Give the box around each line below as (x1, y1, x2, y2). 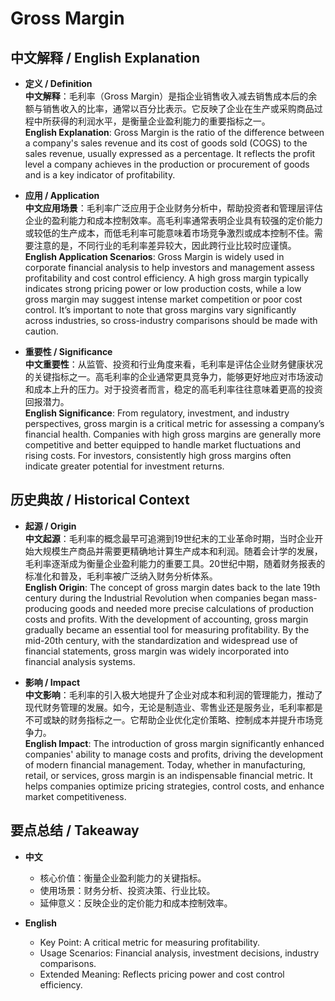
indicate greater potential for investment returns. (24, 460, 225, 472)
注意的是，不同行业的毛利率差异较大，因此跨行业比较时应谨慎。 (33, 240, 297, 251)
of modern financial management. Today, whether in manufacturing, (24, 758, 306, 771)
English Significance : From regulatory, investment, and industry (24, 407, 290, 419)
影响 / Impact (24, 676, 81, 688)
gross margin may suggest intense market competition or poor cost (24, 293, 303, 305)
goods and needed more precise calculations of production (69, 602, 314, 614)
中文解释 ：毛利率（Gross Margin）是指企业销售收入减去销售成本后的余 (24, 90, 318, 102)
